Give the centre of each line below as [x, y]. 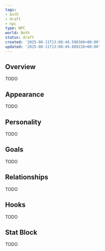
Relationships [27, 177]
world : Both [17, 33]
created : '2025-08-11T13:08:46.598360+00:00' [53, 42]
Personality [23, 122]
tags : [11, 10]
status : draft [20, 38]
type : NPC [15, 28]
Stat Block [21, 232]
